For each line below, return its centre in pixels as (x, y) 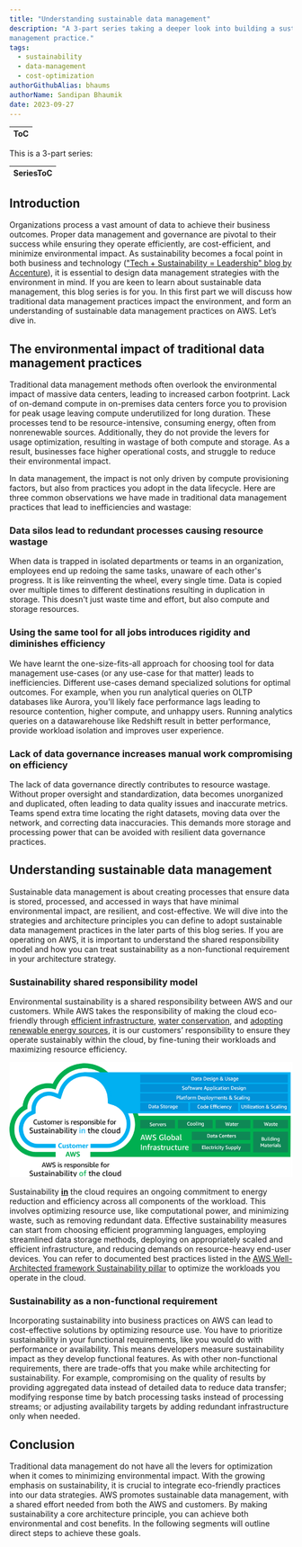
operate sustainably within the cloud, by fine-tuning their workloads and (143, 1040)
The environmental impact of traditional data (137, 349)
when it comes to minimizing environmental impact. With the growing (137, 1476)
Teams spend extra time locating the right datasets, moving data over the (145, 814)
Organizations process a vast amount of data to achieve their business (140, 225)
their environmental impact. (60, 461)
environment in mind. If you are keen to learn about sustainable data (136, 283)
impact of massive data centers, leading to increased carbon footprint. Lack (150, 394)
